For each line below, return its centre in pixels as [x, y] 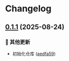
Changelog [28, 9]
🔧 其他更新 [18, 42]
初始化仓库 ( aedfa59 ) [34, 54]
